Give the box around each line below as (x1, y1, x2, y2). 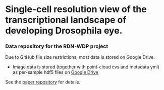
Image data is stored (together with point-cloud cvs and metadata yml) (12, 64, 160, 70)
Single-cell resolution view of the (5, 4, 147, 15)
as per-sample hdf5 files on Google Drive (12, 69, 98, 75)
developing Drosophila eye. (5, 25, 123, 36)
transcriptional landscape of (5, 14, 127, 26)
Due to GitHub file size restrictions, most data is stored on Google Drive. (5, 54, 155, 60)
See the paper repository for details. (5, 79, 81, 85)
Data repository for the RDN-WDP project (5, 43, 108, 50)
